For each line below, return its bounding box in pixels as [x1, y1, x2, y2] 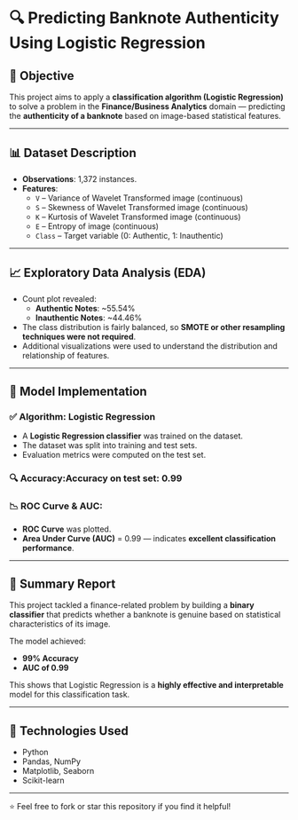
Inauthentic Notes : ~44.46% [35, 312, 143, 323]
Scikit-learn [21, 775, 65, 786]
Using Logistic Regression [9, 33, 206, 53]
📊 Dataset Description [9, 146, 137, 161]
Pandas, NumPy [21, 756, 82, 767]
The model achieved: [9, 636, 86, 647]
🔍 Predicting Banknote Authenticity [9, 8, 279, 28]
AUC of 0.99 [21, 663, 69, 674]
